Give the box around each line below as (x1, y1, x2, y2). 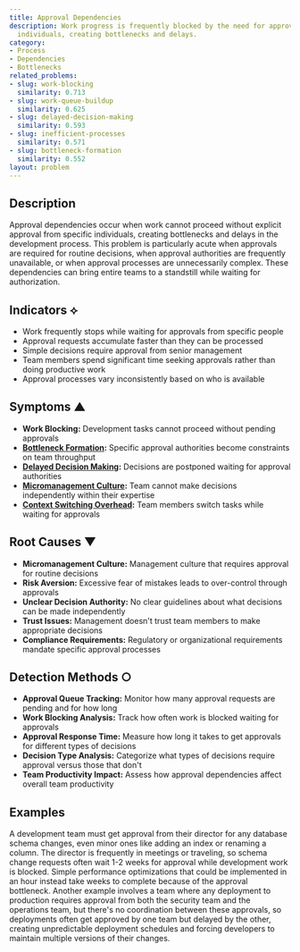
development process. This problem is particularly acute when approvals (9, 239, 278, 249)
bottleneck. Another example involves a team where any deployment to (9, 886, 271, 897)
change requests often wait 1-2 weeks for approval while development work (9, 857, 288, 868)
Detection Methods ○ (9, 670, 132, 685)
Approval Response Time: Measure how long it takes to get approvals (21, 731, 281, 742)
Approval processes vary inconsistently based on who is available (21, 374, 265, 384)
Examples (9, 805, 65, 820)
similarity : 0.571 (17, 138, 87, 147)
